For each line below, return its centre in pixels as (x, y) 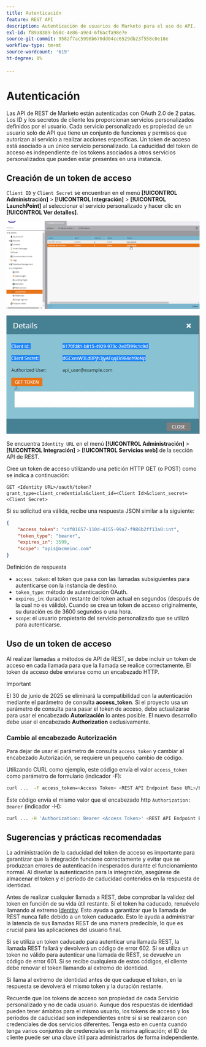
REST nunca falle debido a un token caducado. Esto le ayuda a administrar (101, 917)
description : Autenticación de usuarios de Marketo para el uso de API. (101, 26)
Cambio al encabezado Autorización (62, 738)
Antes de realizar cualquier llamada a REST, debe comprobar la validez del (101, 897)
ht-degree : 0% (25, 58)
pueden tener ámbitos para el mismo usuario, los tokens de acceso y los (98, 1011)
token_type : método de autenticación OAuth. (71, 592)
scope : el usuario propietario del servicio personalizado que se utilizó (102, 618)
